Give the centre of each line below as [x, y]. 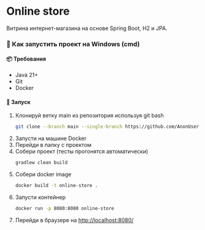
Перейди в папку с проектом [53, 145]
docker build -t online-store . [56, 186]
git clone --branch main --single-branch [69, 127]
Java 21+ [27, 75]
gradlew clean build [41, 163]
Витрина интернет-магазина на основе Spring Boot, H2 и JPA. [87, 28]
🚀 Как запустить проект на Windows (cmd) [73, 44]
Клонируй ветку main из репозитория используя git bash [89, 116]
